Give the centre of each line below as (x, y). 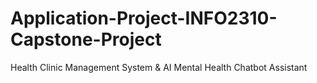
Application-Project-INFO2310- (144, 18)
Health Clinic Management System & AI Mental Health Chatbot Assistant (159, 67)
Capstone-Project (86, 39)
